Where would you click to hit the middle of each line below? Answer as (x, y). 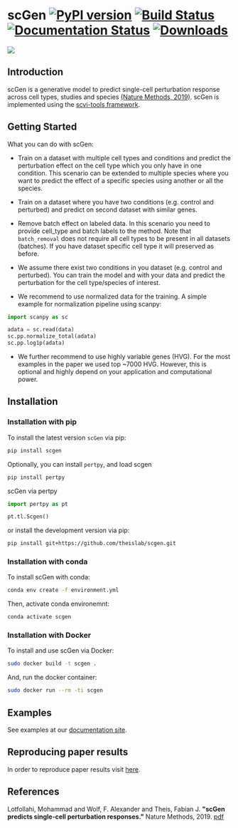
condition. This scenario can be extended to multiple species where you (123, 173)
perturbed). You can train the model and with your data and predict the (121, 275)
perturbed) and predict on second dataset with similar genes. (107, 209)
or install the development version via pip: (69, 530)
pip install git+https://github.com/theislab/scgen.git (92, 544)
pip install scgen (34, 450)
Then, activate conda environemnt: (59, 604)
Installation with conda (48, 562)
